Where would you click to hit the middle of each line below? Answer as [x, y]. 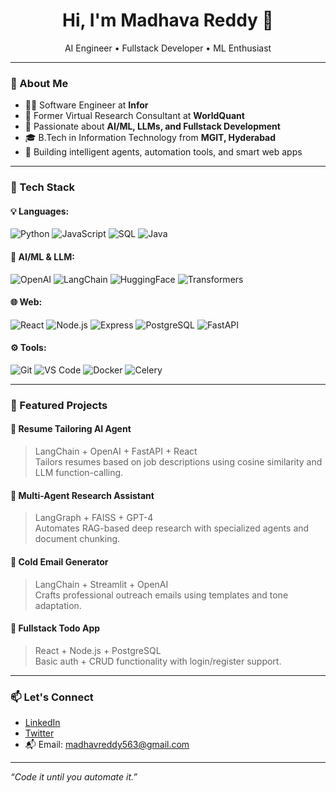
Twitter [39, 733]
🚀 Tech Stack [43, 187]
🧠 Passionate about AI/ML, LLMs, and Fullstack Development [152, 126]
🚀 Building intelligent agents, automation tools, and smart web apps [163, 152]
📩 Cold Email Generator [59, 561]
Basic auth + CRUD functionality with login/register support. [158, 661]
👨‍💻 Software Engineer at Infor [86, 105]
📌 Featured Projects [59, 405]
